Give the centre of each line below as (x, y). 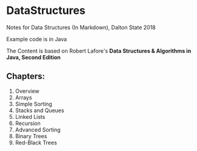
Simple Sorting (34, 104)
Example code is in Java (36, 39)
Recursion (28, 123)
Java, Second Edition (33, 57)
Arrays (23, 97)
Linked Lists (30, 116)
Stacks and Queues (40, 110)
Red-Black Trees (36, 143)
